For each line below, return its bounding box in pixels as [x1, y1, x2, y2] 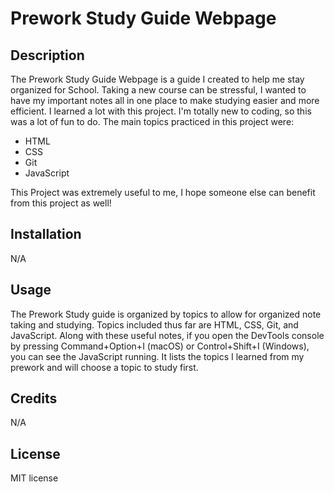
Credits [10, 390, 58, 407]
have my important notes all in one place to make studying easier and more [10, 95, 320, 106]
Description [10, 47, 85, 64]
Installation [10, 226, 82, 243]
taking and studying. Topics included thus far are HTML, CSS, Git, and [10, 318, 299, 331]
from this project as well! [10, 197, 112, 209]
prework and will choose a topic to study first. [10, 361, 199, 373]
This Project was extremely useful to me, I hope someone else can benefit [10, 187, 316, 198]
